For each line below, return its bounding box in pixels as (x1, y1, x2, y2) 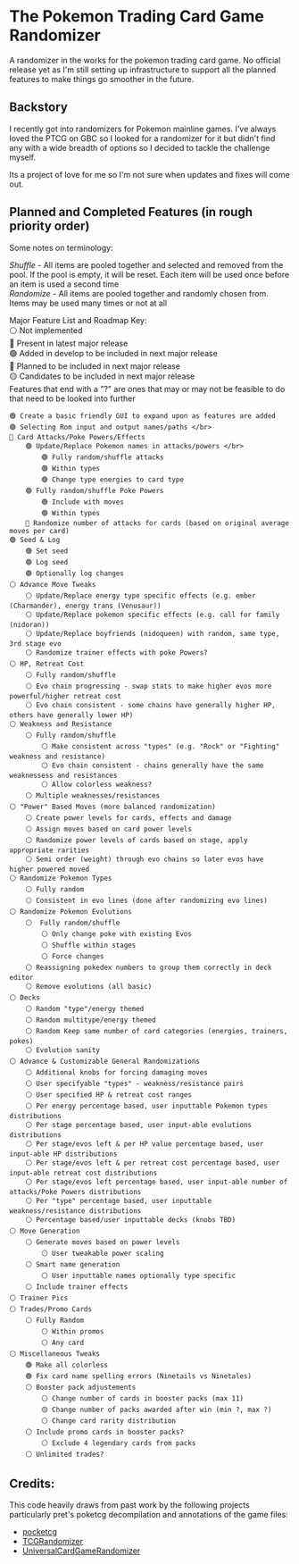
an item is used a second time (9, 279, 120, 289)
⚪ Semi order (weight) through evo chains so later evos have (25, 855, 264, 864)
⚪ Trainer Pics (9, 1293, 69, 1302)
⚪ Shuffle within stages (41, 941, 137, 949)
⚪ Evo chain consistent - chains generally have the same (41, 761, 264, 770)
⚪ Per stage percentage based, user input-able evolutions (25, 1120, 253, 1129)
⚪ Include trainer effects (25, 1282, 129, 1292)
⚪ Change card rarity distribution (41, 1416, 177, 1426)
